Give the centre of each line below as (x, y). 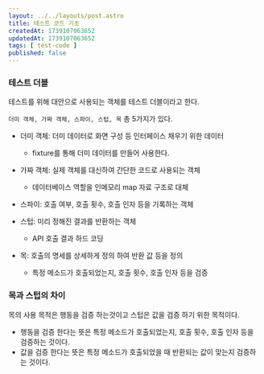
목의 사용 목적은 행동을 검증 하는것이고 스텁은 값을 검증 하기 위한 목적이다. (124, 314)
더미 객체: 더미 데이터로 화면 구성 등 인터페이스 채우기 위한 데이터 (122, 136)
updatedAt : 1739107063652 (52, 38)
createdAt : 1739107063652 (52, 31)
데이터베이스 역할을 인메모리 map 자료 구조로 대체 (110, 187)
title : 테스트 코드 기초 (44, 23)
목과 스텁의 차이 (37, 296)
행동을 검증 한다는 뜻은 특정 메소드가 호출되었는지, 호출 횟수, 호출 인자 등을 (137, 331)
